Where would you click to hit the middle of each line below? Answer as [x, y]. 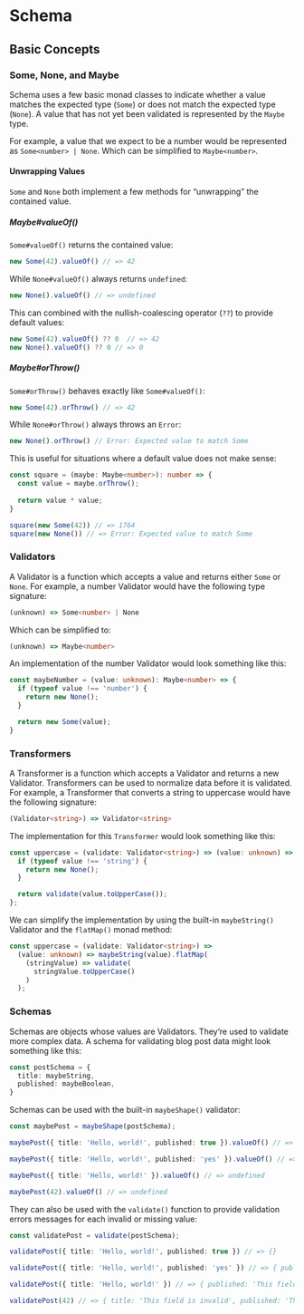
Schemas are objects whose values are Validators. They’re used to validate [149, 1031]
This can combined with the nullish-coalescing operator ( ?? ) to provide [142, 313]
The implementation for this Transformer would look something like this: [142, 836]
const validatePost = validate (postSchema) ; [95, 1235]
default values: [37, 322]
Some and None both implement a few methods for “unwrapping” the [134, 192]
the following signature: [53, 802]
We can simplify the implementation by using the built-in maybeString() [142, 920]
